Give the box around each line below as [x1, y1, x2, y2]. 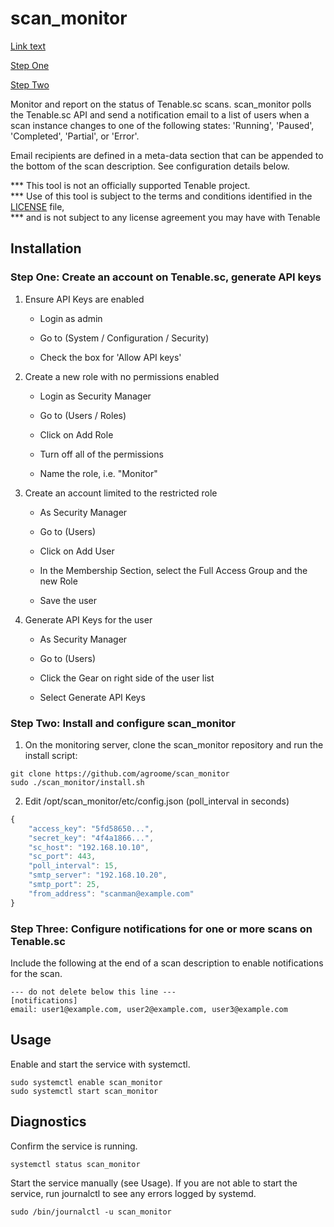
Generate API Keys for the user [24, 613, 153, 626]
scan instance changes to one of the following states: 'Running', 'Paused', [10, 119, 315, 131]
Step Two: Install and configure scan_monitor [10, 716, 236, 730]
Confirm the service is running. [10, 1140, 138, 1152]
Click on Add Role [39, 428, 114, 441]
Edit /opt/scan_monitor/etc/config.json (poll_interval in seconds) [24, 795, 290, 807]
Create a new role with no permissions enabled [24, 370, 220, 382]
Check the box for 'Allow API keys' [39, 351, 182, 363]
